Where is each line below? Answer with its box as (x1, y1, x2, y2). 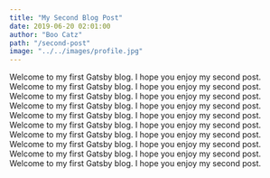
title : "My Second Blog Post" (9, 13, 124, 23)
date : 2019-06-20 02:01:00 (9, 22, 111, 31)
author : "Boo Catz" (9, 30, 83, 39)
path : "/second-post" (9, 38, 91, 48)
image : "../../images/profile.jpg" (9, 47, 144, 56)
